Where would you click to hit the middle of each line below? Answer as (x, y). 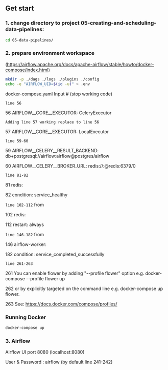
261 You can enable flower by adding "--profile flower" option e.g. (75, 273)
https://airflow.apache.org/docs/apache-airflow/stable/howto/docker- (80, 64)
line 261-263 (19, 263)
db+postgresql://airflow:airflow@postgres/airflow (57, 156)
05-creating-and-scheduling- (119, 23)
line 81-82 (17, 175)
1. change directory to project (43, 23)
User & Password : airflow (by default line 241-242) (59, 362)
